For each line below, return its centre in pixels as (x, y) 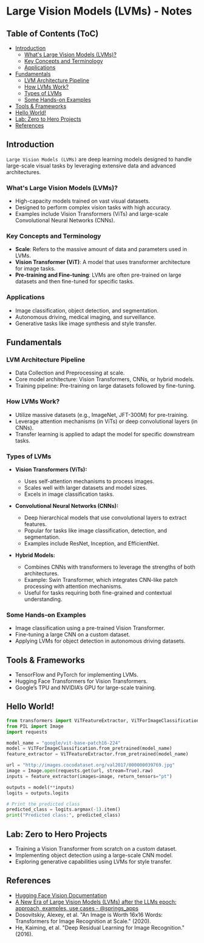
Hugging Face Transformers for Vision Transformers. (81, 681)
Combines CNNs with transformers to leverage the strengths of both (110, 567)
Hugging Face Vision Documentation (61, 895)
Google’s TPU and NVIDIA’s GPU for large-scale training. (85, 688)
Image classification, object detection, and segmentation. (87, 310)
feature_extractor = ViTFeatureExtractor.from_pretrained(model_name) (97, 754)
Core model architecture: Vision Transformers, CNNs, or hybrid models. (105, 379)
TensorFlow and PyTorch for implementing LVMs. (76, 675)
